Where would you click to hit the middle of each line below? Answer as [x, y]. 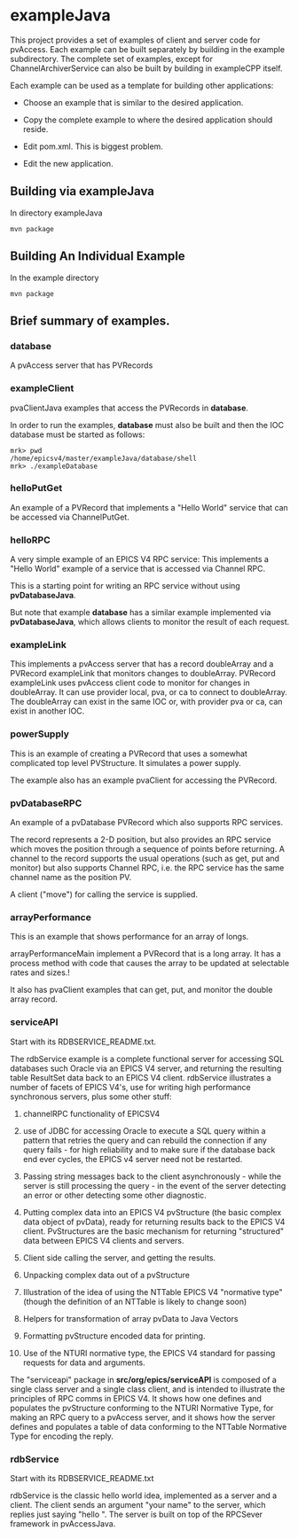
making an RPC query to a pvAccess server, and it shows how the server [143, 1417]
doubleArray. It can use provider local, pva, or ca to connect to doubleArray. [149, 692]
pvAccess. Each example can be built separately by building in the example [148, 49]
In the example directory [55, 277]
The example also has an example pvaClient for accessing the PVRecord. [144, 780]
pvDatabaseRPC [46, 803]
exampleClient [42, 388]
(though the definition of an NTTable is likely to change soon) [135, 1301]
